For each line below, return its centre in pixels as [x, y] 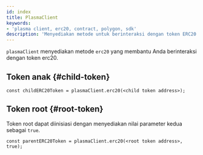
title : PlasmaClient [32, 17]
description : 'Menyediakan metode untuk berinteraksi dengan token [93, 34]
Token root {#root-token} [55, 109]
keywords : [19, 23]
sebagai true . [23, 130]
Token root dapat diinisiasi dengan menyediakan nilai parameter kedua [95, 124]
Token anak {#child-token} [58, 77]
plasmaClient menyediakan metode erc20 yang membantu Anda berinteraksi [101, 51]
